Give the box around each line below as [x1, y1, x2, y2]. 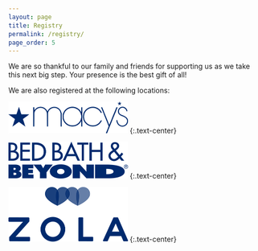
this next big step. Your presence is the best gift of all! [8, 70, 187, 80]
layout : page [8, 13, 52, 21]
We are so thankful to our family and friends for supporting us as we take [8, 61, 251, 72]
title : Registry [8, 21, 63, 30]
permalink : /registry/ [8, 30, 84, 38]
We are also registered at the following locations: [8, 85, 170, 96]
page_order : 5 [8, 39, 56, 47]
